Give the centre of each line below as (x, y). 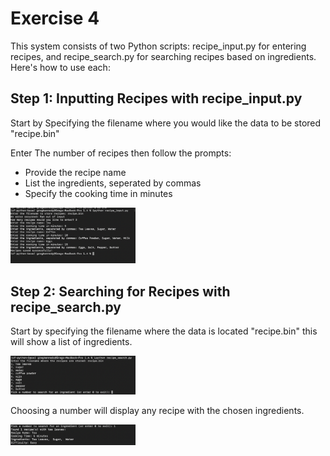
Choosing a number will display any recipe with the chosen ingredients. (157, 411)
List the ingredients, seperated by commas (113, 183)
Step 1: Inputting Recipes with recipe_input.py (156, 98)
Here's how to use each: (60, 67)
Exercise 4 (55, 18)
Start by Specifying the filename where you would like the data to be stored (166, 123)
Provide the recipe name (75, 172)
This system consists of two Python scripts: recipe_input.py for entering (158, 46)
